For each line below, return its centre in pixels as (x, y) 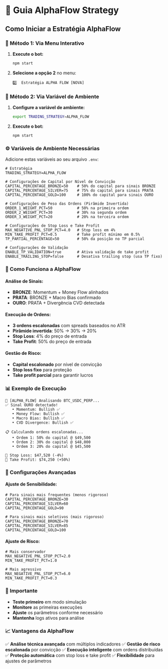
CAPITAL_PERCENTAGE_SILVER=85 (37, 526)
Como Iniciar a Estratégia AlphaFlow (63, 29)
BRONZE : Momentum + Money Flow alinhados (60, 292)
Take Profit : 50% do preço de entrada (52, 342)
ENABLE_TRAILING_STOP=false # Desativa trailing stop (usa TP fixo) (84, 257)
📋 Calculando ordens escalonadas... (44, 432)
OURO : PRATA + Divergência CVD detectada (58, 303)
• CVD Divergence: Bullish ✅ (43, 422)
